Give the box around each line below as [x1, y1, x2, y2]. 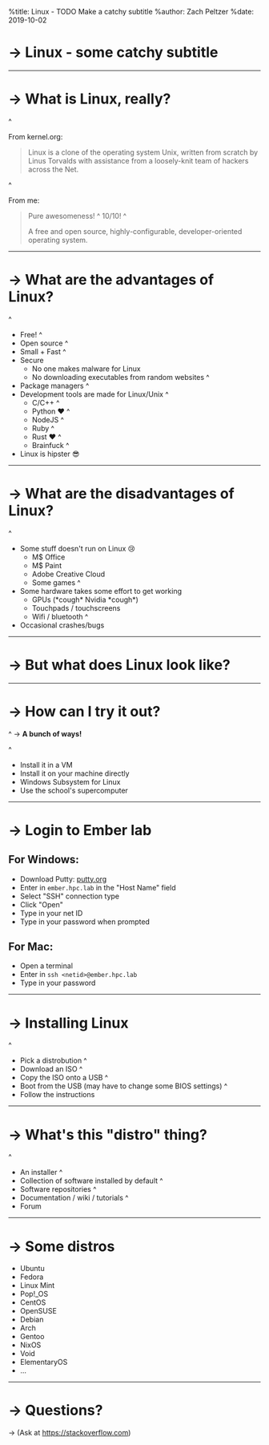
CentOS [19, 1298, 46, 1307]
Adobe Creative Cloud [31, 569, 106, 579]
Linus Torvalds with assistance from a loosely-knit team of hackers [27, 155, 249, 165]
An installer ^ [19, 1168, 62, 1177]
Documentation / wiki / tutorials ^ [19, 1193, 129, 1203]
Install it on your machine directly [19, 769, 130, 778]
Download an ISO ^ [19, 1064, 83, 1074]
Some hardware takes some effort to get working [19, 586, 183, 595]
